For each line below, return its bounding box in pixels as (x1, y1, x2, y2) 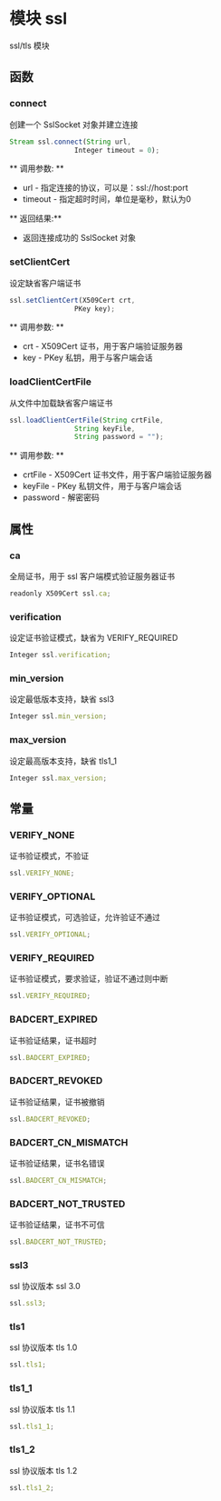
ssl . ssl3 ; (9, 1299, 47, 1308)
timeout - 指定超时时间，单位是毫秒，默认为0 (22, 194, 192, 205)
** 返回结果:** (9, 213, 62, 224)
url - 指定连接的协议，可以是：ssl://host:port (22, 183, 188, 194)
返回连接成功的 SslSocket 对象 (22, 233, 136, 244)
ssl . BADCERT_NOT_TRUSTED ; (9, 1237, 107, 1246)
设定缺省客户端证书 (9, 277, 82, 288)
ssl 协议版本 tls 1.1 (9, 1404, 75, 1415)
